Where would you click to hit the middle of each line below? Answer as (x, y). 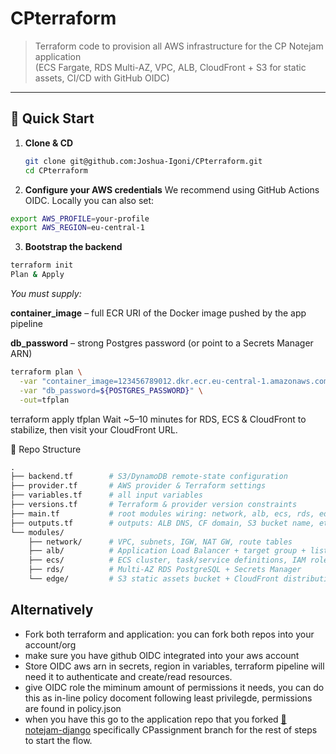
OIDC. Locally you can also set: (89, 200)
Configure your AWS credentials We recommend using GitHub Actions (172, 189)
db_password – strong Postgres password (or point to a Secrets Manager (162, 343)
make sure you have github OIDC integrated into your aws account (162, 655)
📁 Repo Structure (46, 449)
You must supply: (46, 293)
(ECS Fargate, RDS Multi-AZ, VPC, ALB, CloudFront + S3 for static (170, 67)
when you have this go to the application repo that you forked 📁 (155, 719)
